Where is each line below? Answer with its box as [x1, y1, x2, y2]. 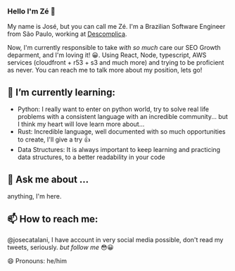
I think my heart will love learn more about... [17, 120, 145, 129]
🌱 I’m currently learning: [7, 86, 116, 98]
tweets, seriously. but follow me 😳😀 [7, 243, 114, 251]
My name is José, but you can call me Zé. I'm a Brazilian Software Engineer [7, 23, 226, 31]
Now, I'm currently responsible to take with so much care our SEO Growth [7, 44, 221, 52]
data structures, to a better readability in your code [17, 153, 165, 161]
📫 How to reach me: [7, 213, 99, 225]
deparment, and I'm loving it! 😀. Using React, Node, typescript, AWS [7, 51, 207, 59]
